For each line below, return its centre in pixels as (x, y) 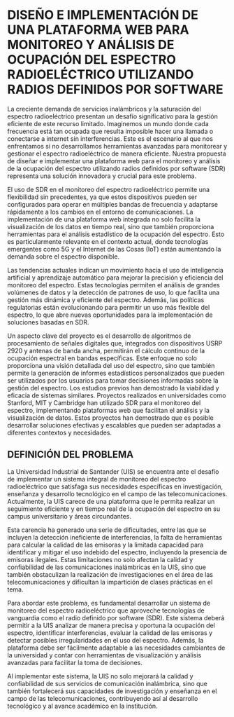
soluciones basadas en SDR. (48, 322)
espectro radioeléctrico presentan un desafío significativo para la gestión (112, 116)
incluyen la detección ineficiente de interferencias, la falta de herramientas (115, 537)
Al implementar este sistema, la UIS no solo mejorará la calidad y (100, 676)
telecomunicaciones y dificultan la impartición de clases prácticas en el (110, 582)
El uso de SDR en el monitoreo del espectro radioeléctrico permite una (109, 189)
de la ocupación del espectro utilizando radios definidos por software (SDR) (116, 168)
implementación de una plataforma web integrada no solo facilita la (104, 219)
